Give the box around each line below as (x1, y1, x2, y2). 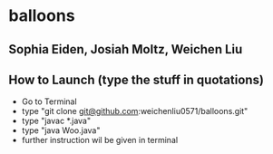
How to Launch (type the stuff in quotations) (8, 72, 265, 87)
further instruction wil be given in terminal (21, 135, 179, 146)
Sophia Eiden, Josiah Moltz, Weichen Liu (8, 42, 243, 57)
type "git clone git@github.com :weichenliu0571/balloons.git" (21, 106, 249, 117)
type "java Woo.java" (21, 125, 101, 136)
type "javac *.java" (21, 115, 92, 127)
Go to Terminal (21, 96, 78, 107)
